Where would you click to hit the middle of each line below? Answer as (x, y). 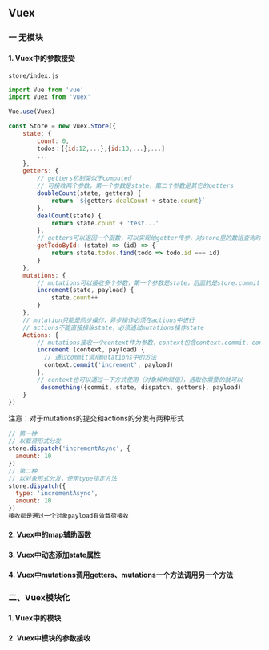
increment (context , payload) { (91, 350)
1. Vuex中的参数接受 (42, 58)
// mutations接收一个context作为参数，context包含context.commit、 (145, 343)
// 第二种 (23, 471)
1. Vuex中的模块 (35, 618)
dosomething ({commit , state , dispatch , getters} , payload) (141, 387)
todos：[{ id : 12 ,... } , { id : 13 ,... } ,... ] (101, 148)
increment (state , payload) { (86, 290)
